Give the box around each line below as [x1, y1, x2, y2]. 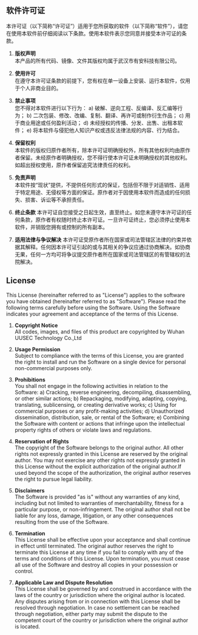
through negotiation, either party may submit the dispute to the [14, 610, 168, 617]
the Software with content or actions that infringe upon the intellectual [14, 420, 185, 427]
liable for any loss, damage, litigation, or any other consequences [14, 512, 174, 519]
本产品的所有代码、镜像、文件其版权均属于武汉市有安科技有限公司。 [14, 57, 180, 64]
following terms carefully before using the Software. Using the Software [6, 304, 181, 311]
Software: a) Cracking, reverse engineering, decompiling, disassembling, [14, 388, 192, 396]
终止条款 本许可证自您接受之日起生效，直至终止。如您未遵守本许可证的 [14, 209, 187, 216]
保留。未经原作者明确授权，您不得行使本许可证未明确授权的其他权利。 [19, 154, 190, 161]
